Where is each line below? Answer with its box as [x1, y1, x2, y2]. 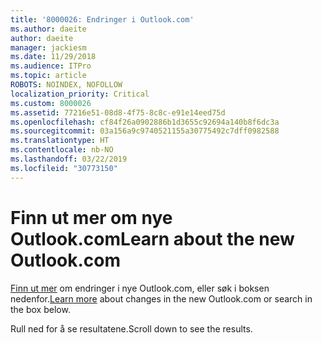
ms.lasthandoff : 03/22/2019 [10, 154, 128, 164]
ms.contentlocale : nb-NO [10, 145, 114, 155]
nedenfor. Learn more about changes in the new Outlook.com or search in [10, 292, 313, 305]
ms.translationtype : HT [10, 136, 110, 146]
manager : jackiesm [10, 42, 87, 53]
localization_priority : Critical [10, 89, 150, 99]
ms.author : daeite [10, 24, 87, 34]
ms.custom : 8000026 [10, 98, 92, 108]
